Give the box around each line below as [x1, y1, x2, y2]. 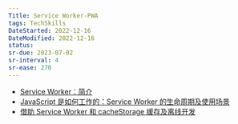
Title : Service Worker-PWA [8, 11, 99, 20]
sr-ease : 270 [8, 64, 52, 72]
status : [8, 42, 34, 50]
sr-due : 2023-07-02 [8, 49, 74, 57]
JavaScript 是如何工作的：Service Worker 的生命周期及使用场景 [19, 97, 230, 106]
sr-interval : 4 [8, 57, 59, 65]
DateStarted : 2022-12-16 [8, 26, 91, 34]
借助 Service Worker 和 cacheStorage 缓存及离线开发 [19, 106, 196, 116]
